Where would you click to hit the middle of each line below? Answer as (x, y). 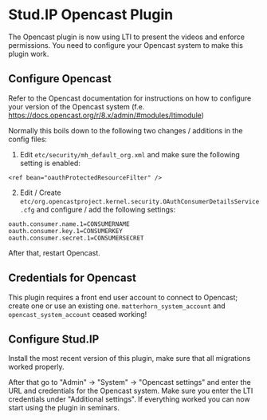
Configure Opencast (60, 79)
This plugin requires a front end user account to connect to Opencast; (123, 297)
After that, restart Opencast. (55, 252)
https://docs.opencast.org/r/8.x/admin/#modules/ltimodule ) (106, 115)
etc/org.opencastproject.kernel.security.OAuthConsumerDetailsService (139, 201)
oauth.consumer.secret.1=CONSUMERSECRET (77, 238)
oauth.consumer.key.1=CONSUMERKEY (66, 231)
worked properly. (37, 367)
